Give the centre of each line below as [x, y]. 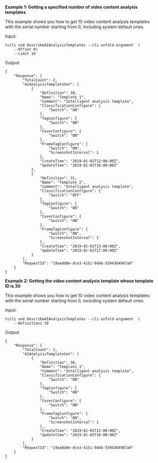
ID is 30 [13, 286]
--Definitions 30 [31, 323]
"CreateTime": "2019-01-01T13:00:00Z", [80, 246]
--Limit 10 [25, 54]
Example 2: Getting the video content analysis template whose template [79, 281]
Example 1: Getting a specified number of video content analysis [71, 7]
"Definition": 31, [58, 178]
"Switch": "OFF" [65, 195]
